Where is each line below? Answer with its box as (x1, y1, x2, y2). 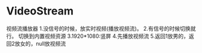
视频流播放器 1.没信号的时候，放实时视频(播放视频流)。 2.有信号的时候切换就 (6, 25, 196, 32)
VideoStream (6, 4, 74, 18)
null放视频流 (36, 40, 66, 47)
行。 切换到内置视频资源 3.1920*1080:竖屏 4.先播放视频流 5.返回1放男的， (6, 32, 189, 40)
